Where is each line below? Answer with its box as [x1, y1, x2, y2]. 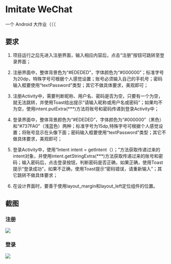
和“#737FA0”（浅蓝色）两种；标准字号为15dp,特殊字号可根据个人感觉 [12, 123, 159, 129]
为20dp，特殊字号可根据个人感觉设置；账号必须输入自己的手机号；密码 [12, 76, 163, 82]
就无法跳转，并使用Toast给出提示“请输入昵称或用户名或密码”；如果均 [12, 99, 158, 105]
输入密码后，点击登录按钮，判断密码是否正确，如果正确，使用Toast [21, 159, 163, 165]
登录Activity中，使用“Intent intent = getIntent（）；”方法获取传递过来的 [12, 147, 161, 153]
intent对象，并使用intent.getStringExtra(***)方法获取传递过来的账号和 [12, 153, 159, 159]
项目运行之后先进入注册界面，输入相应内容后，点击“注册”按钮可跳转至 [12, 52, 160, 58]
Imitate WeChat [5, 4, 72, 15]
